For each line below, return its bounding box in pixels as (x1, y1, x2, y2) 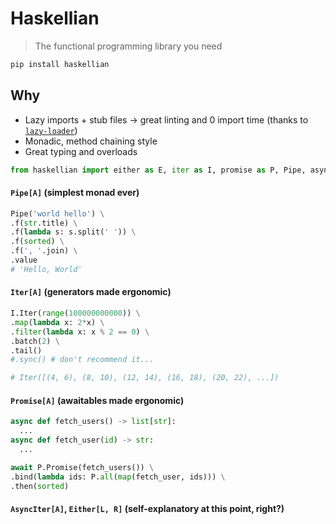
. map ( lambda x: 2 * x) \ (10, 317, 105, 327)
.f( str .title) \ (10, 218, 78, 228)
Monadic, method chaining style (24, 135, 158, 147)
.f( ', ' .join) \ (10, 246, 78, 256)
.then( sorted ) (10, 481, 70, 491)
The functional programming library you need (34, 40, 223, 52)
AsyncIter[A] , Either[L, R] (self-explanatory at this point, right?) (10, 503, 285, 515)
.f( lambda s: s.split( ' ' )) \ (10, 227, 137, 237)
